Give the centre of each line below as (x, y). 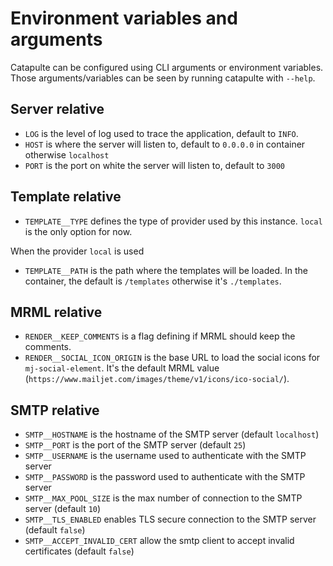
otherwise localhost (67, 154)
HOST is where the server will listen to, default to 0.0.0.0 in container (165, 144)
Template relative (66, 197)
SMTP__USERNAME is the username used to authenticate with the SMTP (165, 456)
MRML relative (56, 312)
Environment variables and (124, 18)
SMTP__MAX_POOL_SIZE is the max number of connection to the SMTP (163, 498)
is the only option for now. (78, 231)
